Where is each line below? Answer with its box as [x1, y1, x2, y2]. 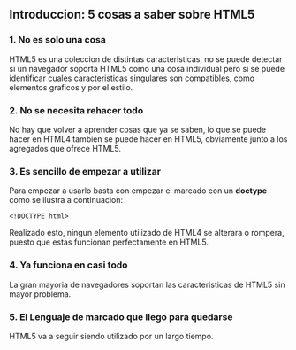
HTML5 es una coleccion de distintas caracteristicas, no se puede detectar [9, 53, 283, 65]
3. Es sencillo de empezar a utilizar [9, 165, 162, 177]
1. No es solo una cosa [9, 34, 106, 46]
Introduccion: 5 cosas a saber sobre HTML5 [9, 7, 255, 22]
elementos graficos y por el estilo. [9, 82, 133, 92]
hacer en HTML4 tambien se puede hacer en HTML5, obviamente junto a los [9, 133, 288, 144]
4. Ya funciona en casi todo [9, 259, 128, 271]
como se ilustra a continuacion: [9, 195, 124, 206]
